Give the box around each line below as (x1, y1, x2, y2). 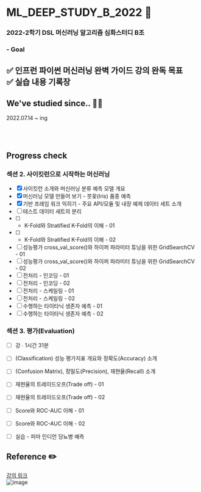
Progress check (6, 150, 68, 161)
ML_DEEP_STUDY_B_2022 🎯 (6, 5, 152, 20)
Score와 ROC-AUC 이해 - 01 (15, 407, 84, 414)
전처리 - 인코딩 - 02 (23, 279, 71, 286)
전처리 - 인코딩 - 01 (23, 272, 69, 279)
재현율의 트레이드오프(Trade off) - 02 (15, 394, 105, 401)
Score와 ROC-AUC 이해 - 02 (15, 419, 85, 427)
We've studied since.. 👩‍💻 (6, 98, 104, 109)
